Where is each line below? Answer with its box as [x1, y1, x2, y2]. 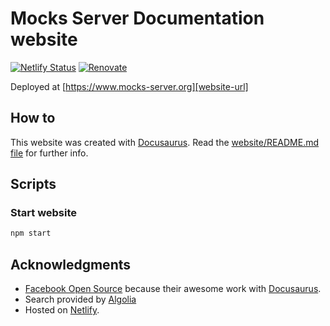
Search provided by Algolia [24, 293, 137, 306]
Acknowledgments [10, 256, 132, 273]
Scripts [10, 176, 57, 193]
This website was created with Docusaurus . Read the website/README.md [10, 136, 320, 148]
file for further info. [10, 147, 89, 159]
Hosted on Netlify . [24, 304, 100, 316]
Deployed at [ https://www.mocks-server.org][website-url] [10, 80, 249, 92]
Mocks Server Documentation [10, 7, 265, 30]
